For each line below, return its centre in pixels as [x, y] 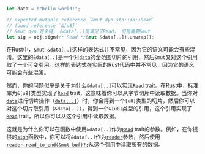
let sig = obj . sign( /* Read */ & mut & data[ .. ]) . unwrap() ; [80, 37]
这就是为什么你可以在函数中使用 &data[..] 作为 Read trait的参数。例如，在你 [99, 129]
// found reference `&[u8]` [42, 25]
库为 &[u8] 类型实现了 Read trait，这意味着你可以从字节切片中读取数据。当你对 [102, 93]
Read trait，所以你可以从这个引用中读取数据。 [63, 116]
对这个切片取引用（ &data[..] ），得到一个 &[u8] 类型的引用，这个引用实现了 [99, 109]
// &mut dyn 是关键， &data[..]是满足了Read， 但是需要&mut [79, 31]
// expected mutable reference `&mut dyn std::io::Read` [80, 20]
